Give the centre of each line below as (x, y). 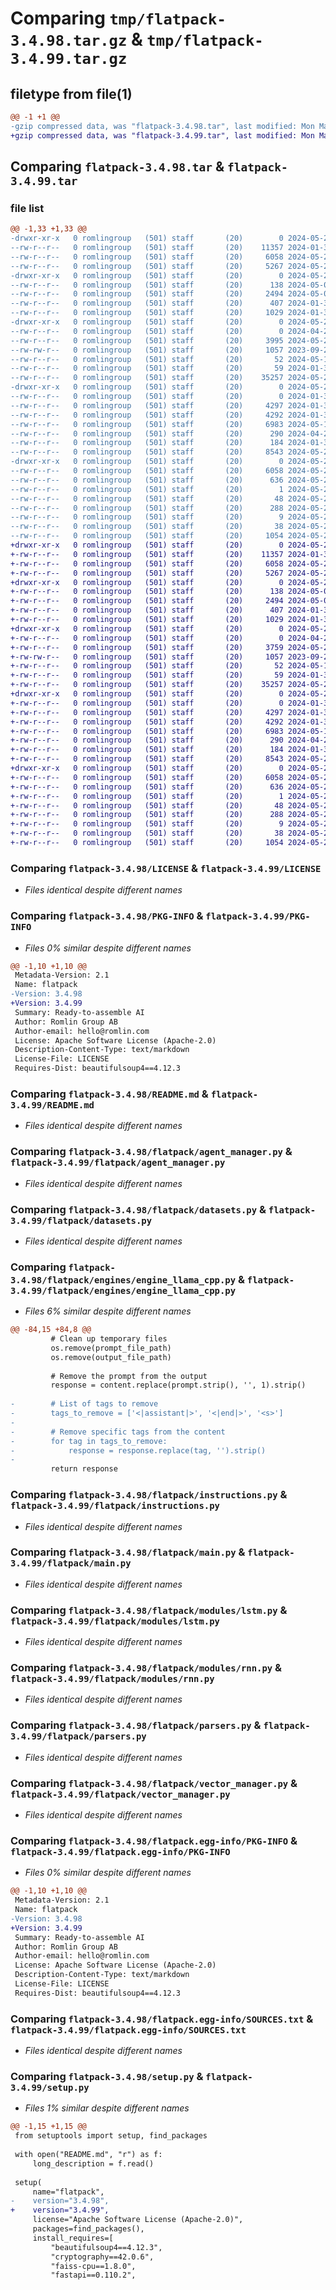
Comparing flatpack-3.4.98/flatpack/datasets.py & (138, 1209)
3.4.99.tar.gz (69, 59)
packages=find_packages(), (88, 2229)
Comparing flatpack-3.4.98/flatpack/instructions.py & (149, 1495)
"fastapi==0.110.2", (93, 2275)
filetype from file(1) (71, 93)
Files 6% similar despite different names (108, 1311)
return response (84, 1469)
